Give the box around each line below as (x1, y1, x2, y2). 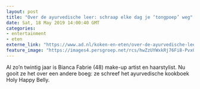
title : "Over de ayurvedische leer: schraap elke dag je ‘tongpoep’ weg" (6, 14, 193, 20)
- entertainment (6, 31, 46, 37)
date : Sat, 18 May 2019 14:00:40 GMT (6, 20, 100, 26)
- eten (6, 36, 23, 42)
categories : (6, 25, 36, 31)
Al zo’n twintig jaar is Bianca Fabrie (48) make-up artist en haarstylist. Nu (6, 63, 186, 71)
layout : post (6, 8, 39, 15)
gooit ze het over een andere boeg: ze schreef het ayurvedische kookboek (6, 69, 189, 77)
